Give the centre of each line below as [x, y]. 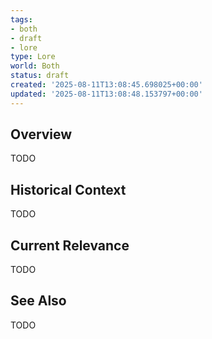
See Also [38, 301]
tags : [21, 19]
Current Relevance [70, 245]
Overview [41, 134]
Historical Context [68, 189]
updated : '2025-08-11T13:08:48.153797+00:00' [106, 94]
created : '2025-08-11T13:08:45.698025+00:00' [106, 85]
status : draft [40, 76]
